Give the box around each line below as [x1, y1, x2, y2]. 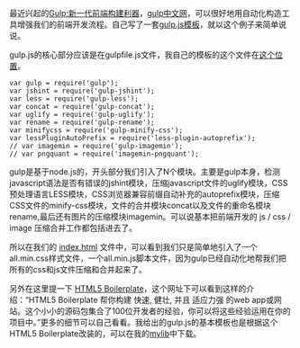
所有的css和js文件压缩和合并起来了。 [9, 264, 147, 274]
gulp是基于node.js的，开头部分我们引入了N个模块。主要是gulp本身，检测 [9, 166, 281, 177]
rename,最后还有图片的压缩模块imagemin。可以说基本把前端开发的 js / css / [9, 211, 291, 222]
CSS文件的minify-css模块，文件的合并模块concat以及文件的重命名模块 [9, 201, 272, 210]
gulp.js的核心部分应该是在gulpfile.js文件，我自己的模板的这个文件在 [9, 49, 259, 60]
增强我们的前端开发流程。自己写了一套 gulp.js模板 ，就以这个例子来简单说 [16, 19, 286, 30]
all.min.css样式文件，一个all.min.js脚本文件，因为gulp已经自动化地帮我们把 [9, 253, 286, 263]
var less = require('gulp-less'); [9, 94, 140, 103]
